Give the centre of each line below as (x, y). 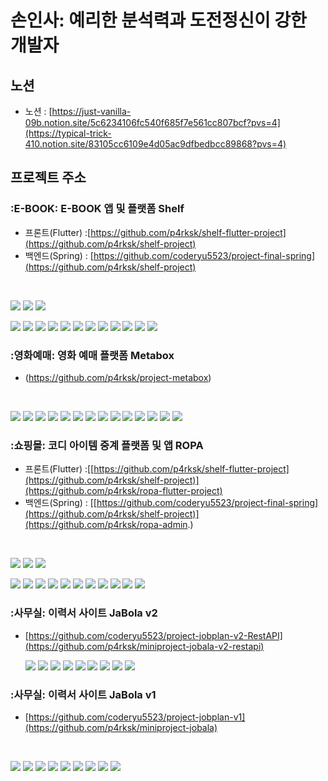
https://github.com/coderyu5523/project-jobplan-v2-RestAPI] (155, 635)
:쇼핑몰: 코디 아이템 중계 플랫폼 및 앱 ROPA (107, 445)
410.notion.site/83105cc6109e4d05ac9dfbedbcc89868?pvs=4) (155, 144)
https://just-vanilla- (91, 111)
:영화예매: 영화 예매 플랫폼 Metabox (92, 355)
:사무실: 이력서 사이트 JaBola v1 (83, 694)
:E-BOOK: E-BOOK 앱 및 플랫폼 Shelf (97, 209)
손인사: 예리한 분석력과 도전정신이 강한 (158, 20)
